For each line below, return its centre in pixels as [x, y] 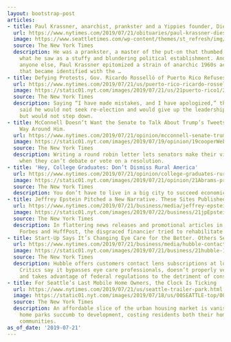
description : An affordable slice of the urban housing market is [110, 309]
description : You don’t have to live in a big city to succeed [106, 193]
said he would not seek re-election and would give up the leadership [123, 110]
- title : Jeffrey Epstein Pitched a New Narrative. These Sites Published [117, 200]
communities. [38, 321]
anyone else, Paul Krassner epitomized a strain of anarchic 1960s [118, 65]
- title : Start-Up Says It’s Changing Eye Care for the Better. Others [112, 238]
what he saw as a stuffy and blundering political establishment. [117, 59]
